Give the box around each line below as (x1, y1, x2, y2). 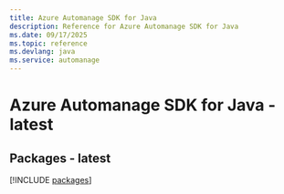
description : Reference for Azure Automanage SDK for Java (9, 22, 239, 31)
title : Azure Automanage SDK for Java (9, 13, 157, 23)
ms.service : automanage (9, 56, 100, 65)
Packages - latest (9, 150, 111, 166)
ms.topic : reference (9, 38, 89, 48)
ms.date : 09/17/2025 (9, 30, 89, 39)
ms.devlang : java (9, 47, 76, 56)
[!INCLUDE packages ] (9, 175, 92, 185)
